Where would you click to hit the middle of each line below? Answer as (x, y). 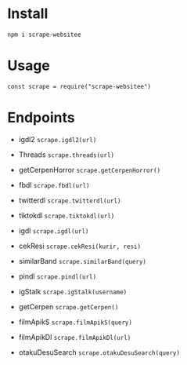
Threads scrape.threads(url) (67, 155)
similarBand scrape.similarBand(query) (82, 261)
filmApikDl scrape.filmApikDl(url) (75, 337)
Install (28, 14)
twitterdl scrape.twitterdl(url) (70, 200)
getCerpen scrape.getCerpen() (68, 306)
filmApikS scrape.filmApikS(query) (75, 322)
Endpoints (41, 118)
